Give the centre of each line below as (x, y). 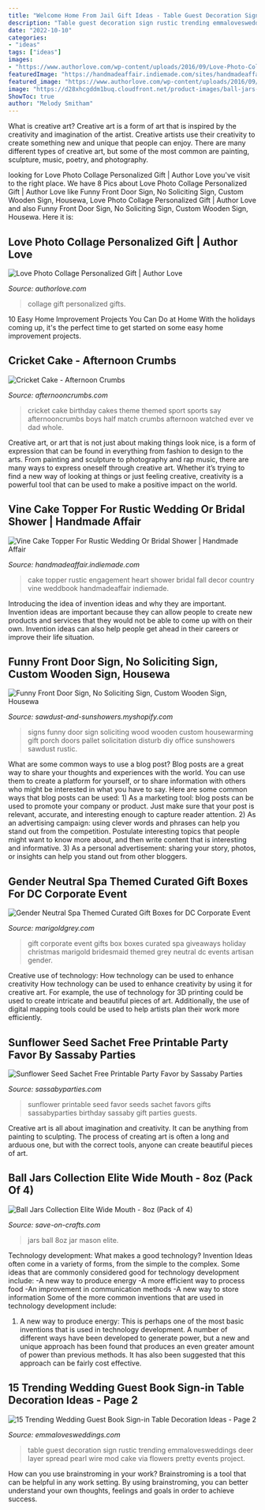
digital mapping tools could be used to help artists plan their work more (124, 1009)
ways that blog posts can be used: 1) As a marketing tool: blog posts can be (131, 798)
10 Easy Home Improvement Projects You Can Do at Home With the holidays (132, 319)
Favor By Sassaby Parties (72, 1054)
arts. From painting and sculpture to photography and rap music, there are (129, 459)
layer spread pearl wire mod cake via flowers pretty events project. (136, 1458)
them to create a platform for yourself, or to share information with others (127, 781)
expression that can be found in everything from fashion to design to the (126, 450)
